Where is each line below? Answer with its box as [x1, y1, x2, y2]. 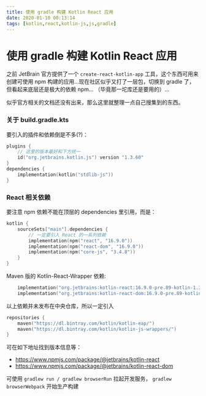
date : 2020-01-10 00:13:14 [6, 15, 75, 21]
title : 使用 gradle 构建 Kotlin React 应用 [6, 9, 113, 15]
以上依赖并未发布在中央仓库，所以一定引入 [6, 302, 114, 309]
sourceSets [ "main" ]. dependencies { [17, 226, 109, 232]
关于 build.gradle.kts [6, 116, 69, 124]
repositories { [6, 314, 45, 320]
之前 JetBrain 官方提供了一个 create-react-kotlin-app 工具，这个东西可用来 [6, 70, 199, 77]
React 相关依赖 [6, 193, 51, 202]
